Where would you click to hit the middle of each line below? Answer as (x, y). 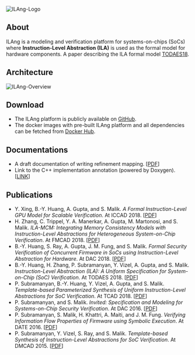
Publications (29, 195)
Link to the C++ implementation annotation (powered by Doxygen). (95, 170)
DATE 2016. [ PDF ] (36, 327)
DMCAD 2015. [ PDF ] (39, 346)
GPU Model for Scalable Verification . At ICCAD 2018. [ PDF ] (86, 215)
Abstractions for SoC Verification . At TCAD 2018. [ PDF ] (81, 296)
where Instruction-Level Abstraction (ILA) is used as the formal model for (96, 47)
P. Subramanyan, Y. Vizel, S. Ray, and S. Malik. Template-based (91, 333)
